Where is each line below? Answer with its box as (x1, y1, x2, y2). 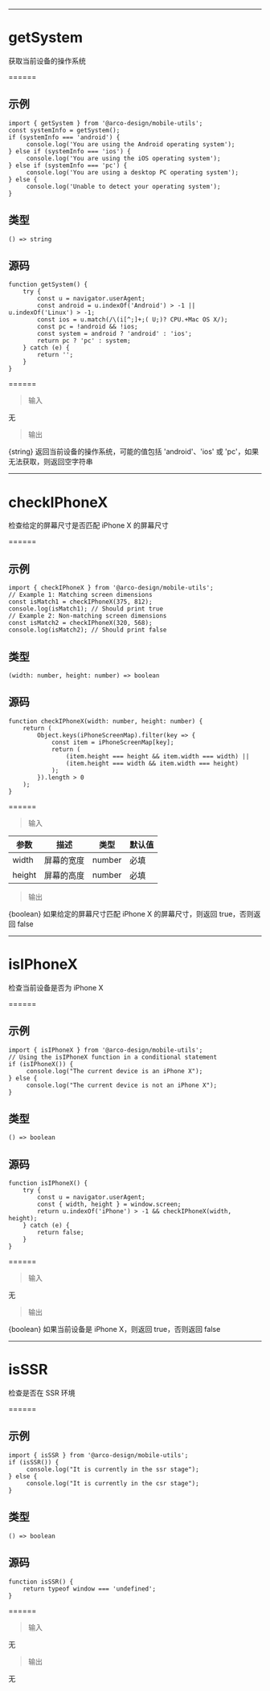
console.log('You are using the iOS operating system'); (26, 154, 221, 162)
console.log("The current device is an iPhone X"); (26, 1067, 203, 1075)
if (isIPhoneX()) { (8, 1060, 74, 1068)
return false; (37, 1228, 84, 1237)
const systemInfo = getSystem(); (8, 126, 121, 134)
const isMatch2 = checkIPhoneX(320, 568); (8, 619, 153, 627)
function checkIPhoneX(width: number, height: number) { (8, 717, 203, 725)
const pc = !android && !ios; (37, 323, 138, 331)
